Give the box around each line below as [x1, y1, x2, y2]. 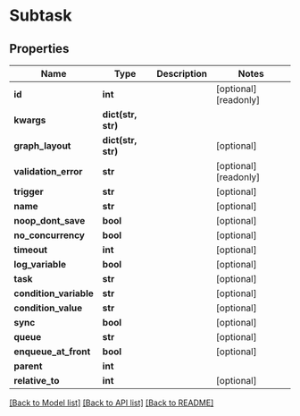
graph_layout [13, 140, 71, 152]
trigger [13, 185, 45, 198]
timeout [13, 243, 47, 256]
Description [155, 68, 208, 80]
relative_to [13, 375, 60, 386]
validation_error [13, 166, 83, 177]
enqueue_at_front [13, 345, 91, 358]
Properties [9, 41, 70, 56]
